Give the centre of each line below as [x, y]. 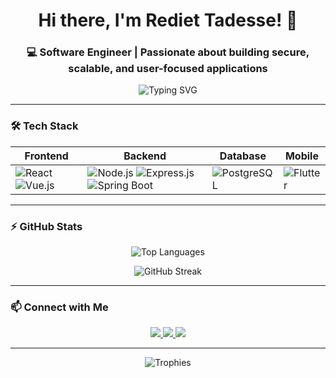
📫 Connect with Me [59, 307]
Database [243, 156]
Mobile [301, 156]
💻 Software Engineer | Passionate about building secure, [168, 52]
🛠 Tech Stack [44, 126]
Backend [145, 156]
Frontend [46, 156]
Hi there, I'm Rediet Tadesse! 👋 [168, 20]
